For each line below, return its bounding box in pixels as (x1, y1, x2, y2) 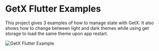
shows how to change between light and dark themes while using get (5, 25, 149, 31)
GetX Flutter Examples (5, 3, 101, 15)
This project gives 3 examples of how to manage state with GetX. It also (5, 20, 154, 26)
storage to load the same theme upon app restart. (5, 30, 108, 36)
